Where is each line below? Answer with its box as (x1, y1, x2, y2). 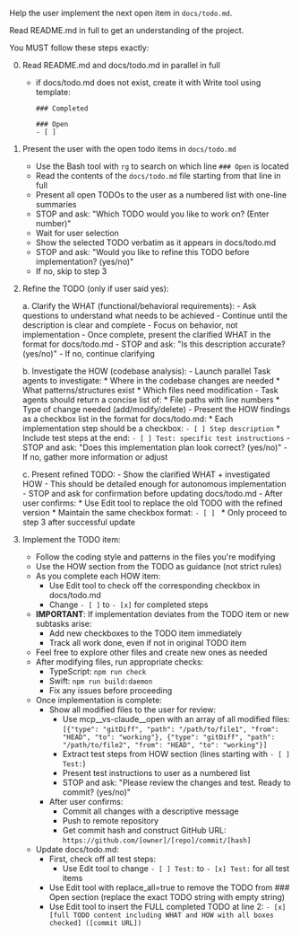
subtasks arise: (35, 619, 92, 629)
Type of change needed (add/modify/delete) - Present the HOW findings (21, 404, 291, 414)
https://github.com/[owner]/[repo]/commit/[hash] (62, 836, 252, 845)
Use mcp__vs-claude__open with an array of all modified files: (62, 714, 290, 724)
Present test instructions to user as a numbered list (62, 768, 251, 778)
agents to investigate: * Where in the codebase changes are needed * (21, 375, 280, 385)
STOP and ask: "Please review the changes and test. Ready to (62, 777, 291, 788)
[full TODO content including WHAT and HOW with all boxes (48, 911, 275, 920)
